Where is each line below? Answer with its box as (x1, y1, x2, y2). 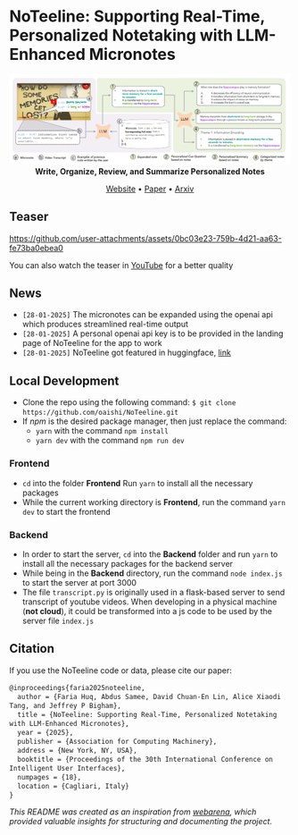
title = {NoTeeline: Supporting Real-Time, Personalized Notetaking (17, 710, 277, 719)
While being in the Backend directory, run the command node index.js (21, 568, 283, 578)
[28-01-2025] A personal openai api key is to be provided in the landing (21, 328, 284, 339)
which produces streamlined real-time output (21, 319, 189, 330)
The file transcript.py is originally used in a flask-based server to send (21, 586, 286, 597)
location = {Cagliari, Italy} (17, 781, 129, 790)
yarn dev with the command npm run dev (35, 435, 185, 446)
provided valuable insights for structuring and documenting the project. (9, 815, 273, 826)
